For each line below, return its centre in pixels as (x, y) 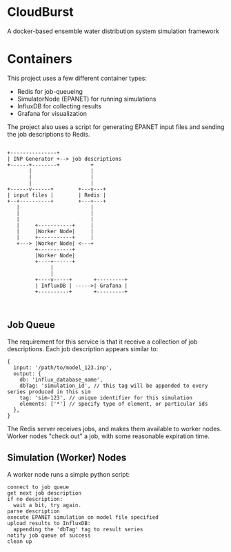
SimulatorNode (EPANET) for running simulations (87, 99)
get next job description (44, 493)
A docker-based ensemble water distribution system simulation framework (113, 31)
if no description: (35, 499)
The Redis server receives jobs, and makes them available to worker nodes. (114, 428)
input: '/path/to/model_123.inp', (63, 367)
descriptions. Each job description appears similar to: (83, 348)
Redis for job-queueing (50, 91)
